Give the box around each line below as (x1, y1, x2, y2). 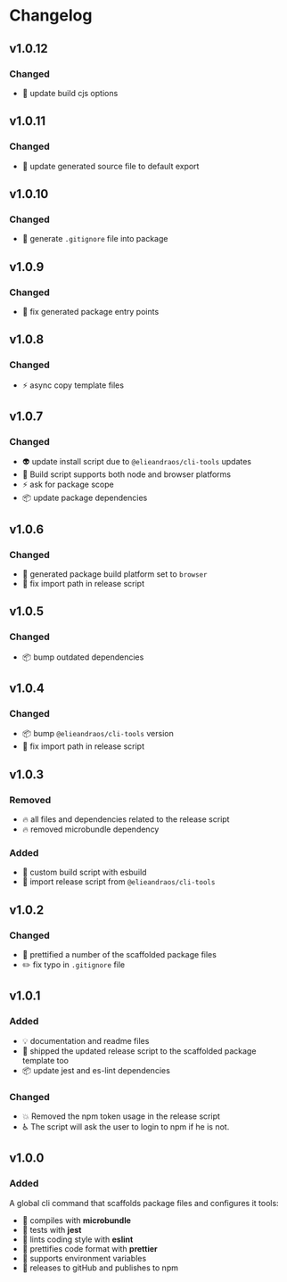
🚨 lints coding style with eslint (21, 1234, 134, 1245)
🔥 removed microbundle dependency (21, 824, 160, 834)
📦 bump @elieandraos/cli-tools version (21, 728, 174, 739)
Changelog (9, 5, 93, 26)
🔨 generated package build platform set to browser (21, 569, 208, 579)
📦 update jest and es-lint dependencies (21, 1064, 171, 1075)
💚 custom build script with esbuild (21, 867, 147, 878)
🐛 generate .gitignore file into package (21, 234, 168, 244)
